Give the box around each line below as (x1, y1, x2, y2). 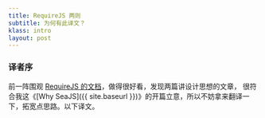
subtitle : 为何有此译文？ (8, 19, 86, 27)
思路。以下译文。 (42, 101, 99, 111)
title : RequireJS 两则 (8, 11, 81, 20)
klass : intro (8, 26, 52, 34)
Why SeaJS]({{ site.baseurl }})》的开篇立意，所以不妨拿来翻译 (38, 91, 243, 100)
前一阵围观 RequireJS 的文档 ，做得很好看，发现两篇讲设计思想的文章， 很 (8, 81, 251, 91)
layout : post (8, 33, 52, 42)
